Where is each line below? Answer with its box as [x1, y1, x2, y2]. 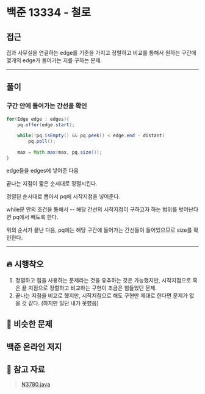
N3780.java [21, 381, 51, 388]
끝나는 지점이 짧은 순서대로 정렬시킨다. [6, 179, 98, 187]
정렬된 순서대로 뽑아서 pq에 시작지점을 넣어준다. [6, 193, 121, 200]
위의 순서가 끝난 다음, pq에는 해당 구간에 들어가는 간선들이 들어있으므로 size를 [6, 226, 192, 234]
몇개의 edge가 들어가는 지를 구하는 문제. [6, 57, 103, 64]
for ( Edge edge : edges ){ [6, 116, 70, 122]
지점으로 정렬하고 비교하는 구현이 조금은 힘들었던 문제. [28, 284, 157, 292]
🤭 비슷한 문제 [6, 319, 53, 329]
